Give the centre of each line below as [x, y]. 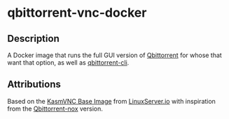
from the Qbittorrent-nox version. [55, 109]
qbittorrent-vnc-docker [77, 13]
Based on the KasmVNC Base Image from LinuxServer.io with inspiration [111, 101]
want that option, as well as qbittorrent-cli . [68, 63]
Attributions [34, 85]
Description [33, 39]
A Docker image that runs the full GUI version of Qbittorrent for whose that [114, 55]
